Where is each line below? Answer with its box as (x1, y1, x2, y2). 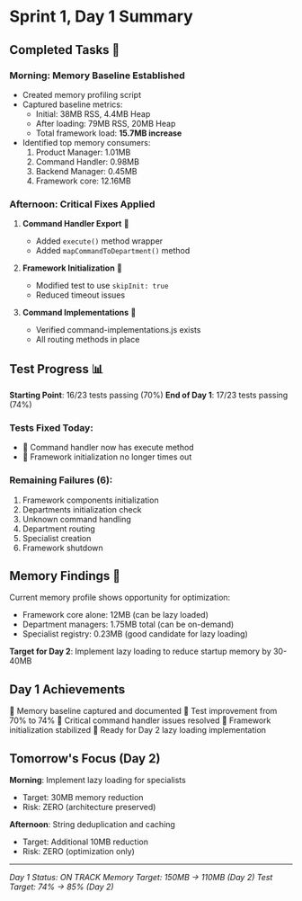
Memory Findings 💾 (9, 568, 121, 584)
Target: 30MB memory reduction (22, 792, 144, 803)
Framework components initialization (22, 495, 159, 505)
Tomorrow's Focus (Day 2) (9, 751, 161, 766)
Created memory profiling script (22, 89, 142, 100)
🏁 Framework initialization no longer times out (22, 451, 192, 462)
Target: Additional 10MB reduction (22, 836, 148, 847)
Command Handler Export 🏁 (22, 219, 129, 229)
